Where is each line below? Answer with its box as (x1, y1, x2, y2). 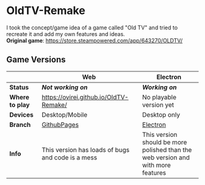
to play (9, 100, 30, 109)
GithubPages (41, 120, 79, 129)
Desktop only (142, 111, 181, 119)
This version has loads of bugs (41, 145, 130, 154)
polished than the (142, 145, 192, 154)
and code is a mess (41, 153, 98, 162)
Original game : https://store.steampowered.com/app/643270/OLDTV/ (6, 37, 183, 44)
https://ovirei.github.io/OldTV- (41, 93, 129, 101)
